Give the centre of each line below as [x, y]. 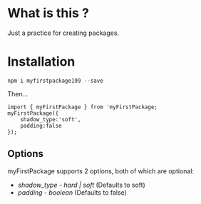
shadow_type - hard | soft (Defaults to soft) [82, 185]
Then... [18, 93]
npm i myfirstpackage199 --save [55, 81]
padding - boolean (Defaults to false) [72, 192]
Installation [41, 62]
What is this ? [48, 13]
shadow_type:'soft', [51, 119]
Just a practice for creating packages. [63, 33]
